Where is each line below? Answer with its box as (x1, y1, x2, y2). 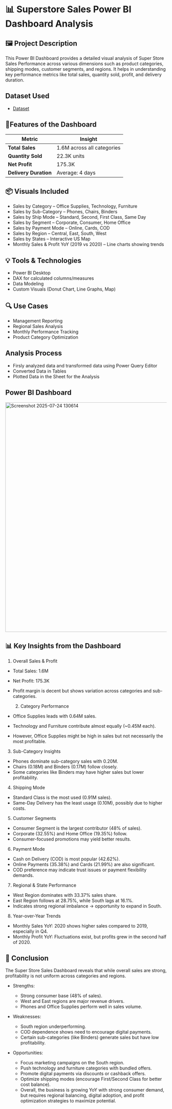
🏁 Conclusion (5, 954, 49, 962)
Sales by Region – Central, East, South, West (12, 231, 106, 237)
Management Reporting (12, 318, 63, 324)
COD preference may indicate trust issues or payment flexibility (12, 867, 147, 873)
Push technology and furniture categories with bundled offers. (20, 1065, 152, 1071)
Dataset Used (5, 92, 50, 100)
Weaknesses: (12, 1014, 41, 1020)
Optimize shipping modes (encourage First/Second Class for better (20, 1076, 162, 1082)
